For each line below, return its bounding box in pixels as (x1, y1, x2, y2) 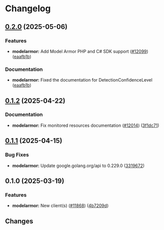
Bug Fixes (5, 151, 29, 158)
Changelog (5, 3, 51, 14)
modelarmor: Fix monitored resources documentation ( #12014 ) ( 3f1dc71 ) (12, 122, 160, 128)
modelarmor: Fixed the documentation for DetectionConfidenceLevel (12, 77, 153, 83)
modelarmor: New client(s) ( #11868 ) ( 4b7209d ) (12, 202, 109, 209)
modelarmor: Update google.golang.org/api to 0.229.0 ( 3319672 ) (12, 163, 145, 169)
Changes (5, 217, 33, 225)
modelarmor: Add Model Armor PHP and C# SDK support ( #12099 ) (12, 48, 148, 54)
